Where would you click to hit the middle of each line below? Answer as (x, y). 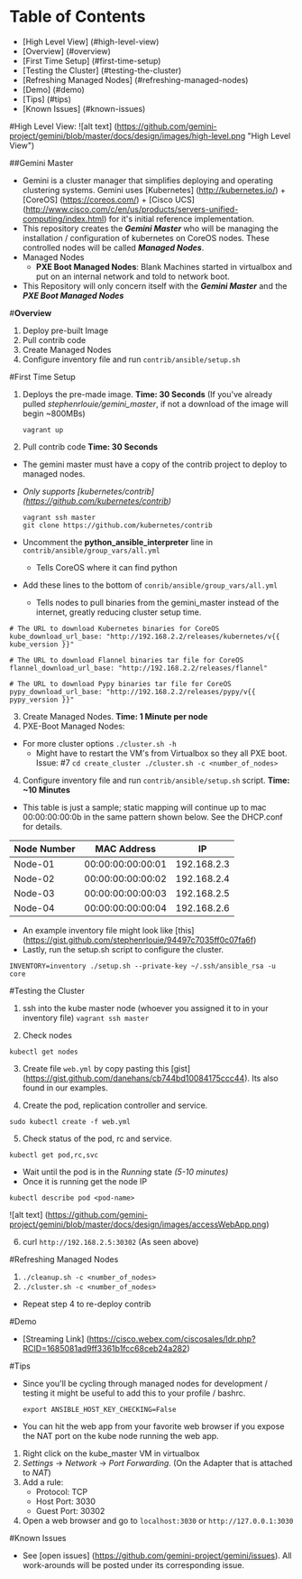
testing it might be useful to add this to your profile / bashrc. (134, 1393)
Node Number (45, 849)
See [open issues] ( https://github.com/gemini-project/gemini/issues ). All (157, 1556)
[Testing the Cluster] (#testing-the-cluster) (102, 70)
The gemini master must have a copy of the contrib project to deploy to (155, 464)
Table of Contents (78, 17)
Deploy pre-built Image (65, 330)
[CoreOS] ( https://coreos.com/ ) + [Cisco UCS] (109, 200)
